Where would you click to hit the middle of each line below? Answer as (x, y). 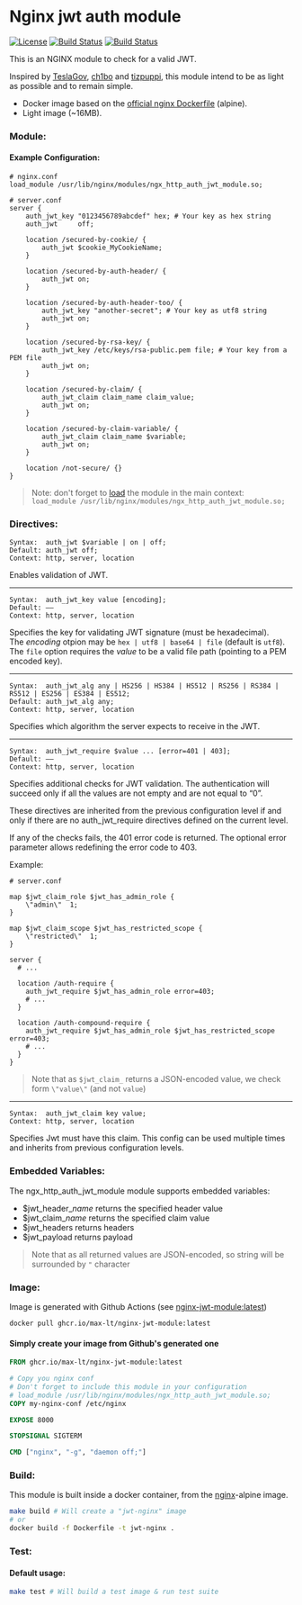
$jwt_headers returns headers (78, 1227)
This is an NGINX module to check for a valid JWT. (103, 59)
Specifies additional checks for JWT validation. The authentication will (139, 784)
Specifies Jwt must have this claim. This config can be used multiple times (147, 1138)
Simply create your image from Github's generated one (114, 1343)
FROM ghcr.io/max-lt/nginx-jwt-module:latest (96, 1362)
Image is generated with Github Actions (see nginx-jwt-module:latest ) (138, 1306)
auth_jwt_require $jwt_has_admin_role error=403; (120, 992)
